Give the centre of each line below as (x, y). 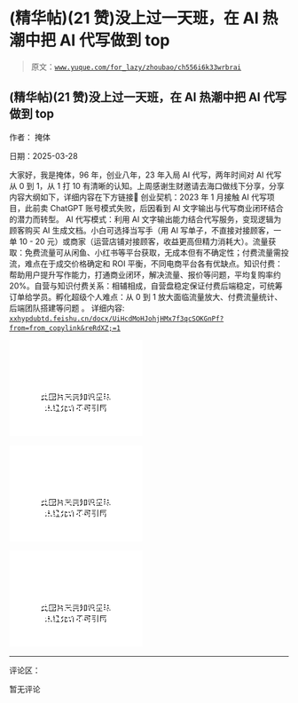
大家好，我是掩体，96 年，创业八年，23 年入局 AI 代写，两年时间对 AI (137, 175)
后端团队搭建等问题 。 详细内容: (67, 308)
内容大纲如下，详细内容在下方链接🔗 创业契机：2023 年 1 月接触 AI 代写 (138, 197)
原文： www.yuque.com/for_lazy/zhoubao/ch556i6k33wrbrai (136, 67)
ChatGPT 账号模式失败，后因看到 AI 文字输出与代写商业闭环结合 (167, 208)
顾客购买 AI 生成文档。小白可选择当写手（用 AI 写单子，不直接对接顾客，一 (145, 230)
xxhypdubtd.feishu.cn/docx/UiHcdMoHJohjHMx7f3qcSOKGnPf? (117, 319)
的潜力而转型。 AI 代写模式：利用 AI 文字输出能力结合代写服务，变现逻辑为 (145, 219)
